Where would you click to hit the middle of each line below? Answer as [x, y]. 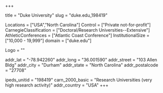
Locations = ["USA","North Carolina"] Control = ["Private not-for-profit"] [78, 25]
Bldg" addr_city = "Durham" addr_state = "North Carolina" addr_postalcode [82, 65]
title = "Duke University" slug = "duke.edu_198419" [56, 15]
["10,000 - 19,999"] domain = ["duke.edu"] [49, 41]
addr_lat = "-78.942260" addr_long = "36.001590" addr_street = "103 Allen [81, 60]
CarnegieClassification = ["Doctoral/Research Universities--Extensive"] [78, 30]
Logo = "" [15, 50]
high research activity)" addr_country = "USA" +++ [57, 85]
